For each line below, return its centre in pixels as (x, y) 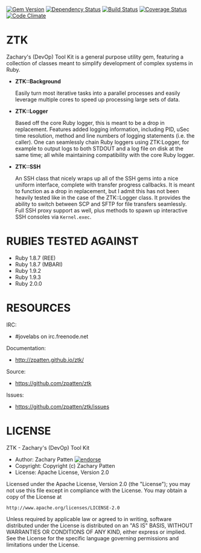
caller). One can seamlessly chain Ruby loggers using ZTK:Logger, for (102, 142)
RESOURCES (39, 308)
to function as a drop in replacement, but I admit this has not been (97, 191)
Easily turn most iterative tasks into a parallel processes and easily (97, 93)
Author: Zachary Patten (44, 459)
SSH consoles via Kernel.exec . (53, 217)
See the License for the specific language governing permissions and (93, 538)
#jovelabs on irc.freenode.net (52, 336)
